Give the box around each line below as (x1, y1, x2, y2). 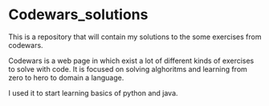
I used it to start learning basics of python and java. (8, 88, 178, 97)
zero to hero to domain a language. (8, 73, 124, 82)
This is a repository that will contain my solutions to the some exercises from (8, 32, 262, 41)
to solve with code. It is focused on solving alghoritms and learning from (8, 64, 247, 73)
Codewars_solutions (8, 6, 149, 24)
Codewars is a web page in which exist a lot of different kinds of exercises (8, 56, 255, 65)
